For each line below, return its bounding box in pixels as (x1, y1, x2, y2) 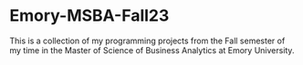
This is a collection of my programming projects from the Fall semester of (9, 35, 286, 46)
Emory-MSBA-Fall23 (9, 5, 170, 26)
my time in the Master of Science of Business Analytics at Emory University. (9, 44, 295, 55)
